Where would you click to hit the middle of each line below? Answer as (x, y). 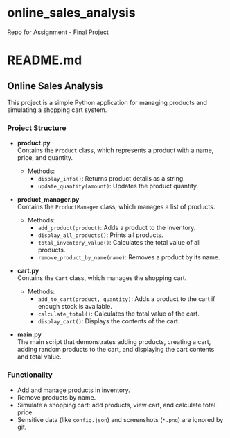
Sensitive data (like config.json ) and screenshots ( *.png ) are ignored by (120, 419)
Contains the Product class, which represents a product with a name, (115, 150)
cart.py (28, 271)
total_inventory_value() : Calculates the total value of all (119, 243)
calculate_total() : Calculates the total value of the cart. (118, 314)
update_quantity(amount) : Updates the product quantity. (118, 186)
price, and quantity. (45, 158)
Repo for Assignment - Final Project (58, 32)
